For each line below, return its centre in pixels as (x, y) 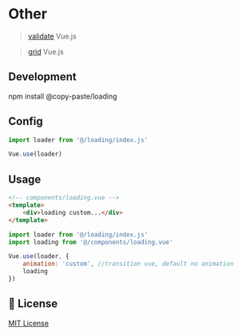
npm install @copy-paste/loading (63, 96)
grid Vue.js (46, 51)
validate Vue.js (52, 36)
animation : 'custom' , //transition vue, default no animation (128, 264)
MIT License (29, 323)
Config (26, 121)
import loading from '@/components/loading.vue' (91, 242)
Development (43, 77)
